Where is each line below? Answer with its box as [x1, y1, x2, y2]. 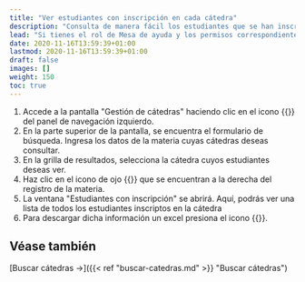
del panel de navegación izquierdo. [22, 116, 154, 126]
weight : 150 [9, 73, 54, 82]
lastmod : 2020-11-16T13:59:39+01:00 [9, 47, 148, 56]
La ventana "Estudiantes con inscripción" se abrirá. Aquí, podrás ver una [22, 193, 295, 204]
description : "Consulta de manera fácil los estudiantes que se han [9, 22, 274, 31]
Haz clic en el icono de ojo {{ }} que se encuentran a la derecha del [22, 174, 272, 185]
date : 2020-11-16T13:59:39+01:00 [9, 38, 136, 48]
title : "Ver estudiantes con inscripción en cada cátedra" [9, 13, 238, 23]
